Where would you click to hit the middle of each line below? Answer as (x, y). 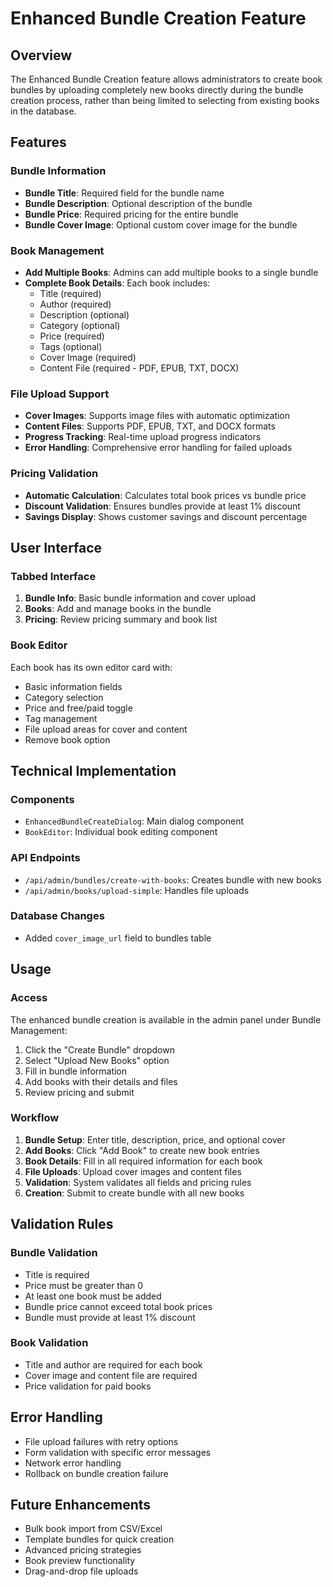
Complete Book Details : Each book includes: (117, 283)
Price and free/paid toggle (78, 708)
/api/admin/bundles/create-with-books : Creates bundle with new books (173, 879)
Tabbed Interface (53, 576)
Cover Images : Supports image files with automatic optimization (157, 416)
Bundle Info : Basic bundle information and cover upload (140, 598)
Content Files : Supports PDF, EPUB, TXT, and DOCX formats (150, 426)
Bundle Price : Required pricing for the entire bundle (131, 214)
